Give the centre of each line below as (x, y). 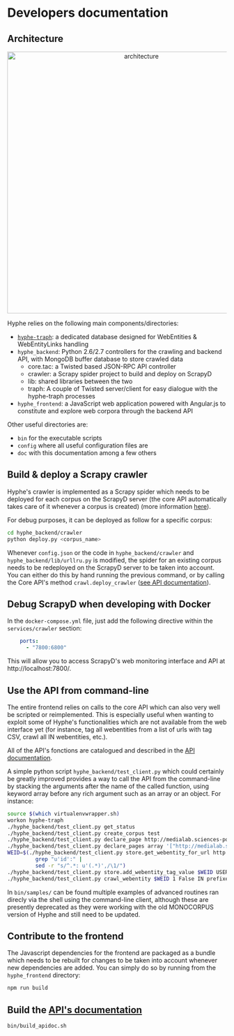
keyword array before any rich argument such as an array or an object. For (114, 793)
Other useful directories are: (48, 424)
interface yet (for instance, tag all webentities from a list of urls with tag (110, 729)
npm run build (28, 988)
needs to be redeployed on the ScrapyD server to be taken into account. (111, 568)
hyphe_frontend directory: (44, 975)
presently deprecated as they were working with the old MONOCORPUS (111, 907)
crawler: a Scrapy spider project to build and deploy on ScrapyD (120, 374)
